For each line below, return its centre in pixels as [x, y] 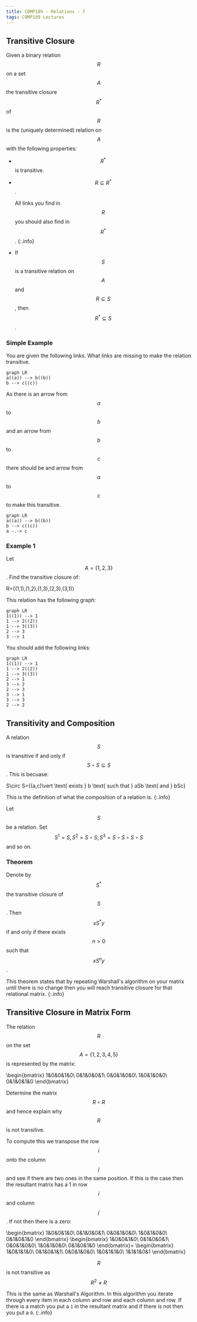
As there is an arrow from [37, 394]
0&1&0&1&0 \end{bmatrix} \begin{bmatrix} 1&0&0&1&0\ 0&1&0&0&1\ [88, 1239]
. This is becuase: [27, 774]
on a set [16, 74]
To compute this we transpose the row [53, 1141]
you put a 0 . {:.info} [29, 1313]
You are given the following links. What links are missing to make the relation [99, 356]
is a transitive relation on [44, 271]
